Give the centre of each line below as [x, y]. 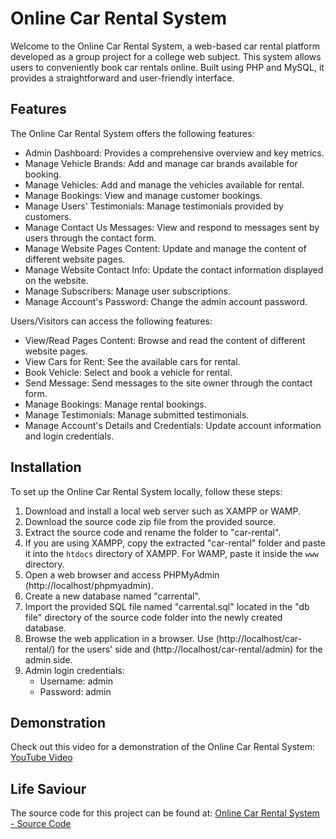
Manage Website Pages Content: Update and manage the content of [165, 248]
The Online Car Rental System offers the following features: [132, 133]
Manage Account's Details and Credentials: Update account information [173, 425]
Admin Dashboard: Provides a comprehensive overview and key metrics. [174, 153]
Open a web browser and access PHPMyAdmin [122, 574]
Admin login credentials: [74, 670]
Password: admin [75, 691]
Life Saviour [48, 788]
